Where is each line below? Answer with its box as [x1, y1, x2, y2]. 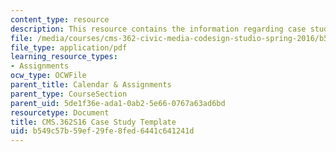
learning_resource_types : [10, 52, 118, 62]
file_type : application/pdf [10, 42, 128, 53]
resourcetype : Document [10, 107, 110, 118]
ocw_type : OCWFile [10, 71, 87, 81]
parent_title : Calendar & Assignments [10, 80, 172, 90]
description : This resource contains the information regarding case [10, 24, 307, 34]
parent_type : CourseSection [10, 89, 128, 99]
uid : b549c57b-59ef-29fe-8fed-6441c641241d [10, 126, 195, 136]
